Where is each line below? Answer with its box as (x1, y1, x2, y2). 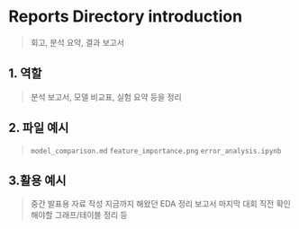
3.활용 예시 (8, 172, 67, 188)
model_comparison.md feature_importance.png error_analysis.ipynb (30, 146, 282, 155)
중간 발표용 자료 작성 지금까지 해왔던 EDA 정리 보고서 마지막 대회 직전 (30, 198, 275, 209)
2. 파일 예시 (8, 120, 69, 136)
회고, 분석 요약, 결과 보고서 (30, 37, 125, 48)
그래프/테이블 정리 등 (54, 209, 128, 221)
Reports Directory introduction (8, 6, 243, 27)
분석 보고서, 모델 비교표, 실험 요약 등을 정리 (30, 92, 182, 102)
